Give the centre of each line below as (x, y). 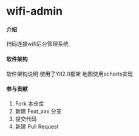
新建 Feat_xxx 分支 (38, 111)
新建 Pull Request (37, 126)
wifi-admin (34, 11)
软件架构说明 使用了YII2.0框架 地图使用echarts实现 (70, 74)
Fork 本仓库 (29, 103)
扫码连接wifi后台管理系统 (37, 44)
